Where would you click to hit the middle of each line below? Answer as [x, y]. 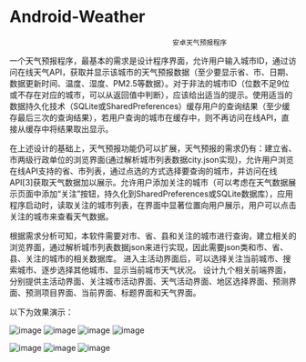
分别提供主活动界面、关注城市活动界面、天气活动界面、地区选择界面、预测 [149, 281]
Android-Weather [77, 17]
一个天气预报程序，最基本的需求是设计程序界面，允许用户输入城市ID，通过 [149, 60]
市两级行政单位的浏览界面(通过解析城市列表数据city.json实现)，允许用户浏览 [152, 159]
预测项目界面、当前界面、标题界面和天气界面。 [113, 292]
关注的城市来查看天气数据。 [61, 216]
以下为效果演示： [41, 312]
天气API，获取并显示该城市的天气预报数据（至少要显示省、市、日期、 [163, 72]
